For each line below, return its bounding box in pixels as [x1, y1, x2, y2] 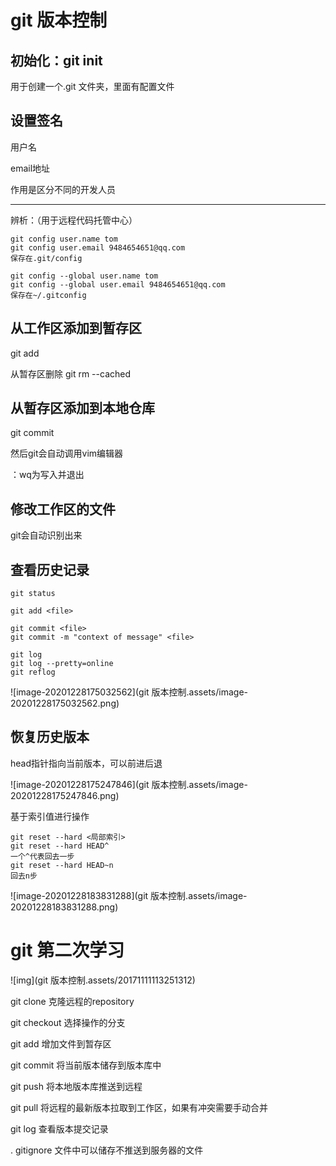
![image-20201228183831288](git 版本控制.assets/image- [10, 889, 248, 901]
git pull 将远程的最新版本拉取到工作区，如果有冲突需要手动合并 [10, 1101, 269, 1113]
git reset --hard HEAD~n [10, 860, 114, 870]
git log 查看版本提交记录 [10, 1122, 109, 1135]
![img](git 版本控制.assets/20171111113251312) [10, 974, 196, 986]
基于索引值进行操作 [10, 810, 90, 822]
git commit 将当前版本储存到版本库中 [10, 1059, 162, 1071]
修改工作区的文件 [10, 501, 116, 518]
